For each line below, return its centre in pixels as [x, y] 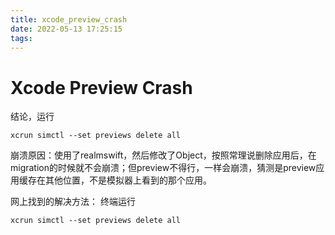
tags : [21, 38]
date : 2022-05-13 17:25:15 [66, 29]
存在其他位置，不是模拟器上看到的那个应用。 [119, 180]
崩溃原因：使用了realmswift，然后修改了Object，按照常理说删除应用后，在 [163, 155]
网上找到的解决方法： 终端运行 [73, 202]
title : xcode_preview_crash [69, 19]
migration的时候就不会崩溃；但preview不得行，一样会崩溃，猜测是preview [163, 168]
